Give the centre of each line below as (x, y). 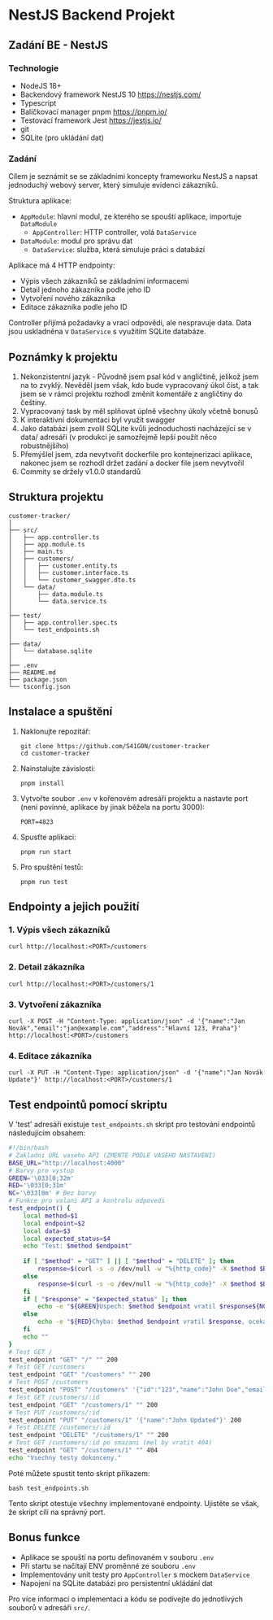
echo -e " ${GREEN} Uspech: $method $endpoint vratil (127, 1307)
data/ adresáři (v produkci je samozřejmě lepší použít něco (119, 437)
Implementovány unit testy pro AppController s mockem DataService (135, 1574)
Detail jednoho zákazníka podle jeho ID (85, 290)
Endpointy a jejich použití (74, 907)
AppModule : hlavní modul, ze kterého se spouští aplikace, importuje (131, 216)
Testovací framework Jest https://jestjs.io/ (91, 120)
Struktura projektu (56, 497)
